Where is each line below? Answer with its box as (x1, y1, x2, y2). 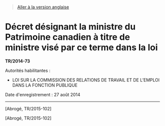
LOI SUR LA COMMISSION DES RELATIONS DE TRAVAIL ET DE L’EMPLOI (12, 77, 160, 83)
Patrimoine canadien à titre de (5, 32, 130, 43)
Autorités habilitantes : (5, 67, 51, 73)
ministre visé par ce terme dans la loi (5, 42, 158, 53)
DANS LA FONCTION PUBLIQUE (12, 82, 78, 88)
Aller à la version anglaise (17, 4, 69, 10)
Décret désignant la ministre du (5, 21, 136, 32)
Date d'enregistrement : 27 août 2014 (5, 91, 81, 97)
